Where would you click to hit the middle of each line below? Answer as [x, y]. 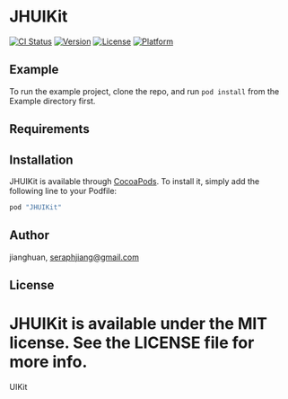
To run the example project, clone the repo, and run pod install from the [144, 91]
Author [29, 235]
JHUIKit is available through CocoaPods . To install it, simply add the [135, 181]
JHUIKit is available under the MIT [138, 324]
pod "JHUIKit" [36, 207]
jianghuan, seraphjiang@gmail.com [74, 257]
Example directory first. [52, 101]
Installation [41, 160]
